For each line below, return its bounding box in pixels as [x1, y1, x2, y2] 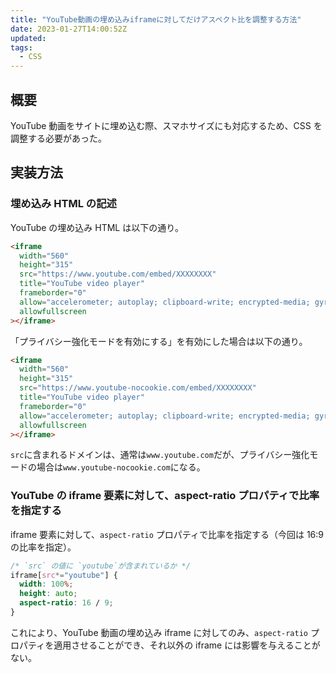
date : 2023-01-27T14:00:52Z [10, 24, 128, 34]
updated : [10, 33, 47, 43]
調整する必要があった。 [10, 132, 107, 144]
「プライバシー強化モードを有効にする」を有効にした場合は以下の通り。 [10, 335, 308, 347]
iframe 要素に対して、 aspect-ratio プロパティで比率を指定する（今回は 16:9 [10, 528, 324, 540]
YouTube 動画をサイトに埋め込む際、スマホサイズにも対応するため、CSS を [10, 119, 323, 131]
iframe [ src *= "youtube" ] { [10, 570, 118, 580]
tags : [10, 42, 33, 53]
